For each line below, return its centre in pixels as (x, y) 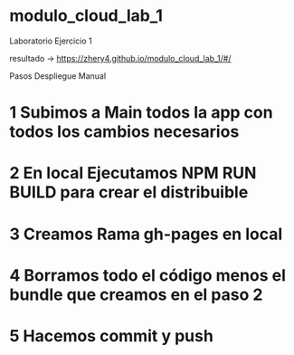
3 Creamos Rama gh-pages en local (146, 234)
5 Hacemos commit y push (112, 336)
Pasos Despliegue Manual (58, 76)
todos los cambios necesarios (124, 132)
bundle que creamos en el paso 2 (136, 294)
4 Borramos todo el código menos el (148, 275)
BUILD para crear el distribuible (129, 192)
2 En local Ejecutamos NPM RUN (133, 173)
